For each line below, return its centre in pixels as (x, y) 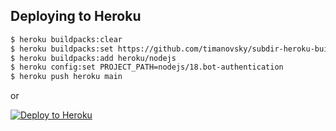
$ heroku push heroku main (66, 77)
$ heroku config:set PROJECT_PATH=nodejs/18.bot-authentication (147, 67)
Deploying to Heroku (76, 16)
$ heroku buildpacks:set (62, 49)
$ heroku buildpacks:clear (66, 39)
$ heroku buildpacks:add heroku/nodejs (93, 58)
